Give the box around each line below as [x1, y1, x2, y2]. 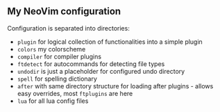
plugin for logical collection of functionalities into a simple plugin [17, 38, 203, 46]
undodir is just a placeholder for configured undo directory [17, 67, 185, 75]
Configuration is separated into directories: [7, 24, 130, 32]
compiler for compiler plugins [17, 52, 102, 61]
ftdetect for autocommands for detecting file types [17, 59, 165, 68]
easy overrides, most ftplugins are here [17, 89, 133, 97]
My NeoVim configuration [7, 6, 121, 17]
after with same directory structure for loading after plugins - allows [17, 81, 214, 90]
